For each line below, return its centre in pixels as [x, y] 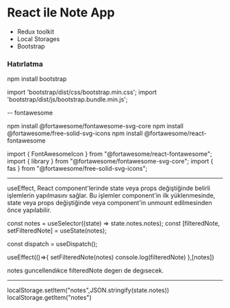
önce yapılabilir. [29, 210]
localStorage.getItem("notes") [49, 298]
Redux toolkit [36, 32]
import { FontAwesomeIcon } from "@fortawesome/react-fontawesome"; [110, 154]
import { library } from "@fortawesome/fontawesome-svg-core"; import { [110, 161]
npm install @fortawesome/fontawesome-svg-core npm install [95, 126]
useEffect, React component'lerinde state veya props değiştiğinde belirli [109, 188]
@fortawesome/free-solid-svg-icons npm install [75, 133]
